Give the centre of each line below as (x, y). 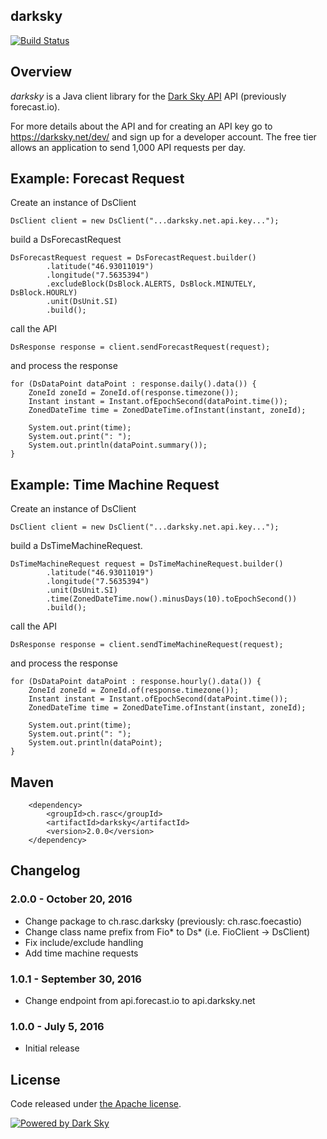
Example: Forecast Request (97, 179)
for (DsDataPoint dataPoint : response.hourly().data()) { (136, 682)
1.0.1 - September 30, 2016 (76, 979)
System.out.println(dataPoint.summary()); (118, 445)
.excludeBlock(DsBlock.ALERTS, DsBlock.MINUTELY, (151, 284)
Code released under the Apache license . (96, 1104)
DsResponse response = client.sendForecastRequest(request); (140, 347)
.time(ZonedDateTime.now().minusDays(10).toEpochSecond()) (172, 599)
